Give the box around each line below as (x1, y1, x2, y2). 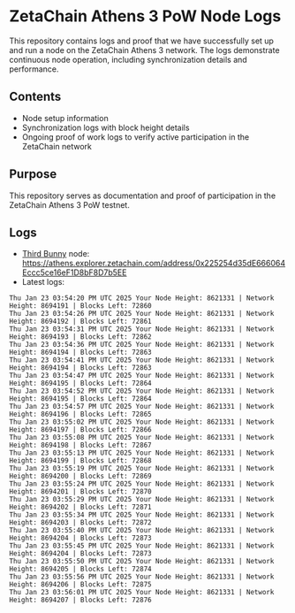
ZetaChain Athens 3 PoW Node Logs (9, 6, 282, 27)
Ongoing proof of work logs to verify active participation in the (21, 131, 250, 142)
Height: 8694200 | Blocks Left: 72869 (9, 471, 152, 481)
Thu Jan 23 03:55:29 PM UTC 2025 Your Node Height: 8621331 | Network (9, 495, 275, 504)
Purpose (9, 166, 57, 182)
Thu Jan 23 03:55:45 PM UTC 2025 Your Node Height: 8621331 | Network (9, 541, 275, 550)
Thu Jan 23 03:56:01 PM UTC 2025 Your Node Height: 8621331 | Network (9, 588, 275, 597)
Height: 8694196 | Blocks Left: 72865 (9, 410, 152, 419)
